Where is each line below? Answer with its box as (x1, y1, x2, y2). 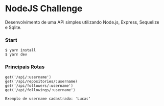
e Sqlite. (5, 24, 22, 30)
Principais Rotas (5, 63, 45, 70)
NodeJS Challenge (5, 3, 83, 14)
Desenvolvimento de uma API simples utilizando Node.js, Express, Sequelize (5, 19, 160, 25)
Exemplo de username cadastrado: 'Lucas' (5, 96, 91, 101)
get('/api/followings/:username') (5, 87, 76, 92)
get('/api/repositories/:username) (5, 79, 78, 84)
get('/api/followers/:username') (5, 83, 73, 88)
